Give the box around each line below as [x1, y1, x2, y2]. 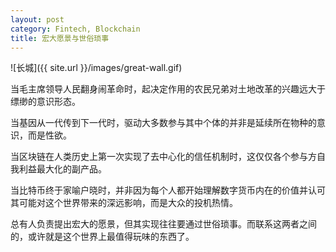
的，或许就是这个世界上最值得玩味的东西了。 [10, 231, 195, 243]
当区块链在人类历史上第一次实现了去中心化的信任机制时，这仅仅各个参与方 [10, 151, 317, 163]
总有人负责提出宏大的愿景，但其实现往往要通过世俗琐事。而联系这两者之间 [10, 218, 317, 230]
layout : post [10, 14, 65, 25]
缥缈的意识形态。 [10, 96, 81, 108]
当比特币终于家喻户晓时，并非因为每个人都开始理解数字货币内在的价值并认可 [10, 184, 326, 196]
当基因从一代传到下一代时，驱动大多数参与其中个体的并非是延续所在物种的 [10, 117, 317, 129]
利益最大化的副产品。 [18, 163, 107, 175]
